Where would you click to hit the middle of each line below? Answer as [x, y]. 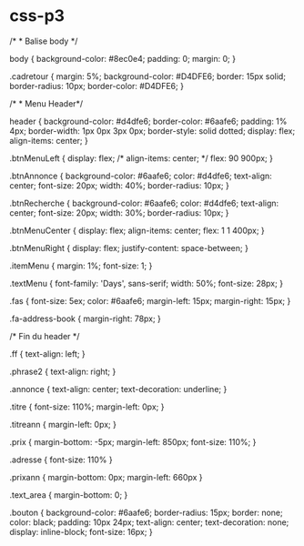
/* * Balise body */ [44, 41]
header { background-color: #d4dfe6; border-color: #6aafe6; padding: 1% [148, 121]
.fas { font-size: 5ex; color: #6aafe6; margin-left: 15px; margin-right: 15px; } [150, 300]
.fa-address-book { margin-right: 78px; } [86, 318]
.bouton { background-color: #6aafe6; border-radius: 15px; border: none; [147, 512]
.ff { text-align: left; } [48, 354]
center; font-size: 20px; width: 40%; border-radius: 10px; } [119, 185]
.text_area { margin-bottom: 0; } [69, 495]
